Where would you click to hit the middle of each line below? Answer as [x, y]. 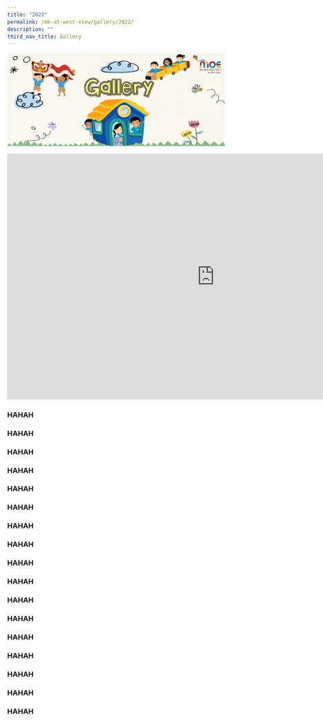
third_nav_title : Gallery [44, 37]
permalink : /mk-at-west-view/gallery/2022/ [71, 22]
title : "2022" [28, 15]
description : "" [30, 29]
